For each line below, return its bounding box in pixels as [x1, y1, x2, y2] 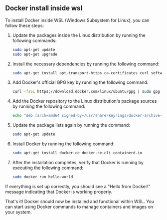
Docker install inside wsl [5, 4, 83, 12]
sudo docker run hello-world [12, 174, 73, 179]
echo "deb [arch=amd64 [12, 113, 60, 118]
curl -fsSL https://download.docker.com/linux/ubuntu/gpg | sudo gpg [12, 89, 161, 94]
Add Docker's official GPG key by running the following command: [12, 79, 149, 85]
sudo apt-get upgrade [12, 52, 57, 57]
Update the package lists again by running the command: [12, 122, 131, 128]
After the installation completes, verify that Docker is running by [12, 159, 144, 165]
